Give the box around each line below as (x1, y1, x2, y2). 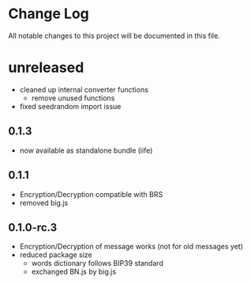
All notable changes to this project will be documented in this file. (8, 31, 221, 40)
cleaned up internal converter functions (19, 85, 148, 94)
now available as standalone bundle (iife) (19, 146, 153, 155)
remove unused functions (31, 93, 115, 103)
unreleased (8, 59, 84, 77)
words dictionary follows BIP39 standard (31, 259, 164, 268)
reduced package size (19, 250, 92, 259)
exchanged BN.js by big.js (31, 267, 117, 277)
